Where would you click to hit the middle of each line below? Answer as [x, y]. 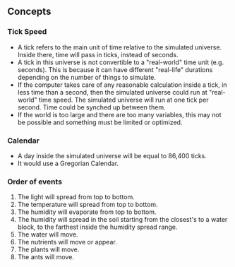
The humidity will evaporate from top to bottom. [87, 212]
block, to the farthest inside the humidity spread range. [97, 227]
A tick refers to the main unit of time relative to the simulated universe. [120, 47]
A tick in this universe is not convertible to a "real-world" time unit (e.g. [121, 62]
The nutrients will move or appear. [67, 242]
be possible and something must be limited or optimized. [100, 122]
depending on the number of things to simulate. [87, 77]
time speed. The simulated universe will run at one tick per [124, 100]
